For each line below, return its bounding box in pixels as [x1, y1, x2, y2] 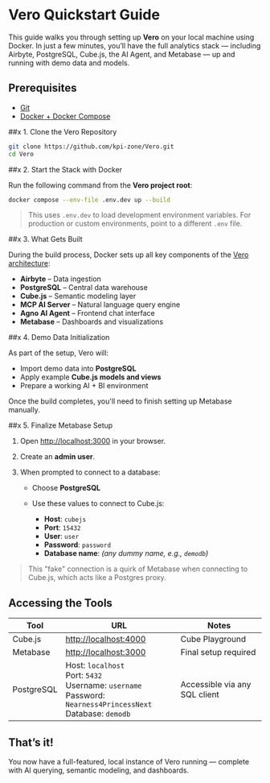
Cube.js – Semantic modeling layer [19, 292, 137, 301]
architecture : [8, 259, 51, 268]
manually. [8, 405, 40, 415]
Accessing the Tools [8, 596, 112, 610]
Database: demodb [65, 708, 131, 719]
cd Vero [8, 150, 35, 158]
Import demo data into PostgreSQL [19, 364, 137, 374]
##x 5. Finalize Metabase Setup [8, 420, 113, 430]
